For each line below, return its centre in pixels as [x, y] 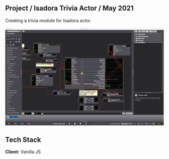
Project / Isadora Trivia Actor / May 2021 [70, 8]
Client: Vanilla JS [23, 152]
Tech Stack [23, 140]
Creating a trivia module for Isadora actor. [48, 20]
